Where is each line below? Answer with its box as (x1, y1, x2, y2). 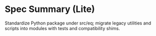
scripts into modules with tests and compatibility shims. (5, 25, 120, 31)
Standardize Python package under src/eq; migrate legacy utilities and (5, 20, 151, 26)
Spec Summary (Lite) (5, 3, 95, 15)
